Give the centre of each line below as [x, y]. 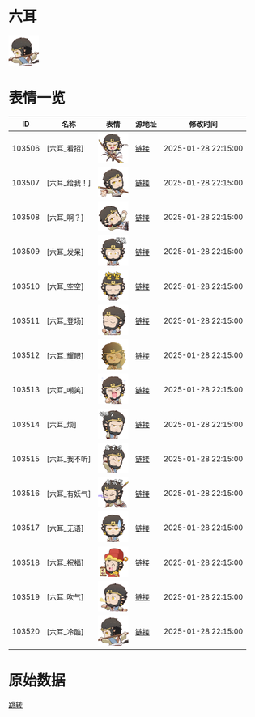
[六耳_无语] [65, 528]
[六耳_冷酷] [65, 631]
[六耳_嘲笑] [65, 390]
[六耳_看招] [65, 148]
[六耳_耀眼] [65, 355]
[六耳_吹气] [65, 597]
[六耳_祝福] [65, 562]
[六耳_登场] [65, 321]
